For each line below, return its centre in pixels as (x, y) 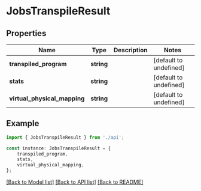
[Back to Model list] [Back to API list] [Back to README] (75, 182)
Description (130, 50)
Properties (26, 33)
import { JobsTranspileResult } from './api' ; (65, 137)
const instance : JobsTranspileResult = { (59, 148)
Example (23, 123)
